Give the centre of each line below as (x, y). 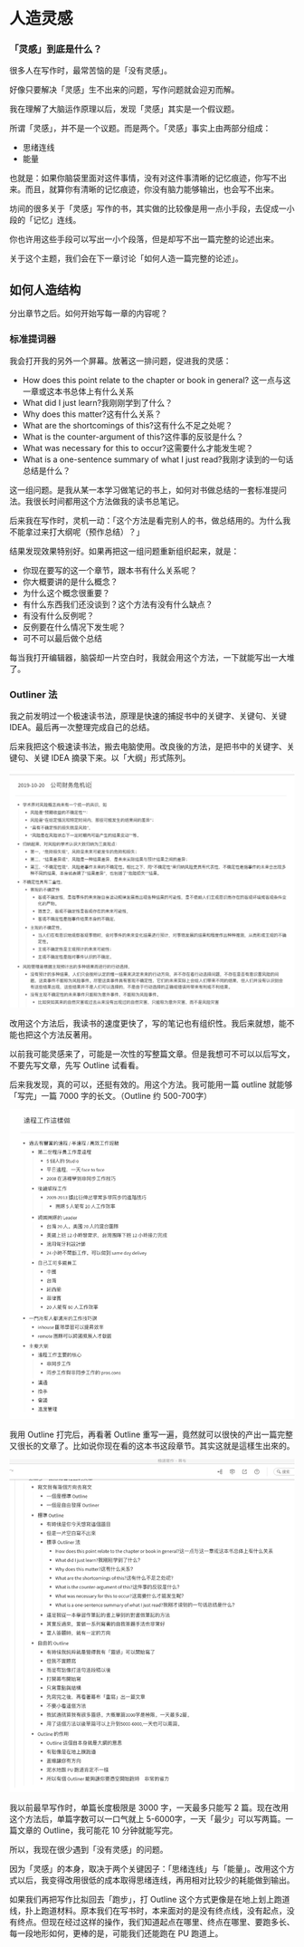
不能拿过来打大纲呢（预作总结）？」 (77, 532)
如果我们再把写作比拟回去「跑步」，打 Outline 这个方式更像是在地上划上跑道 (150, 1900)
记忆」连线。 (57, 220)
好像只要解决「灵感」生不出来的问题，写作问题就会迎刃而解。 (124, 90)
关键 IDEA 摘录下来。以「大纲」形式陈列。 (112, 757)
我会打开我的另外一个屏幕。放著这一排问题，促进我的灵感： (120, 361)
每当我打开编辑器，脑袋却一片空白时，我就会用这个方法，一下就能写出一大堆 (152, 657)
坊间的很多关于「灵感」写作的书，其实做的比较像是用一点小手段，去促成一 (148, 208)
